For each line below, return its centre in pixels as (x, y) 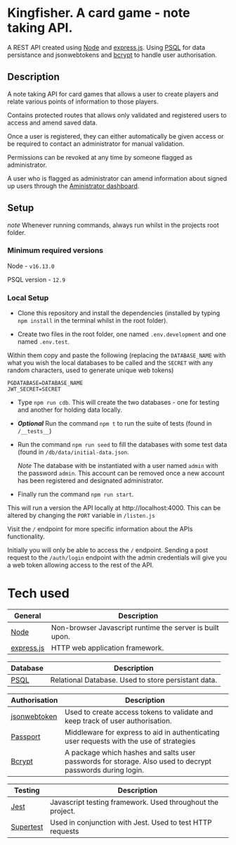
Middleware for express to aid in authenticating (142, 732)
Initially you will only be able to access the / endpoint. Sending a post (108, 550)
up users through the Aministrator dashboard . (73, 186)
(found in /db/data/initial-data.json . (73, 452)
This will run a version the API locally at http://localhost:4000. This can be (114, 508)
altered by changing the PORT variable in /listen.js (81, 516)
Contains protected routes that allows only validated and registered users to (117, 115)
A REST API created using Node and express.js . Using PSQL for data (106, 47)
